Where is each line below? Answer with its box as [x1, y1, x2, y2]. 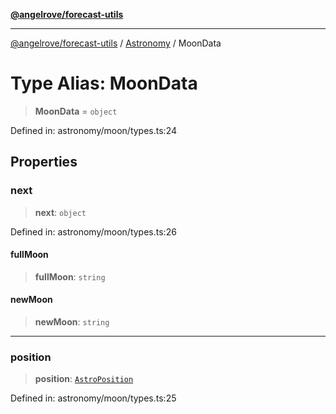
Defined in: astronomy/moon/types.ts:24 [10, 124, 177, 136]
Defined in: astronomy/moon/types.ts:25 [10, 392, 177, 404]
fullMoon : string [34, 270, 106, 283]
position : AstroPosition [34, 373, 134, 385]
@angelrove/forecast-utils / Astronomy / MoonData [10, 37, 222, 49]
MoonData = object [34, 105, 118, 117]
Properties [10, 154, 78, 171]
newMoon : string [34, 316, 110, 328]
